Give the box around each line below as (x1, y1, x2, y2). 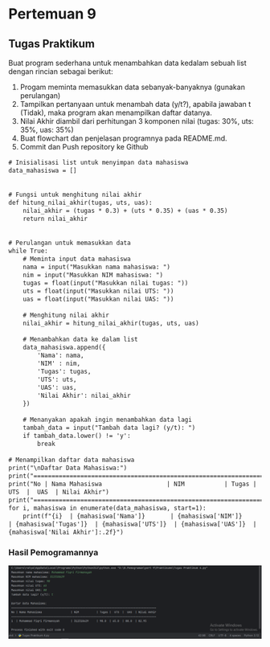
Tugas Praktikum (8, 37, 95, 51)
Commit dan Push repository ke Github (19, 142, 149, 151)
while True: (8, 247, 48, 255)
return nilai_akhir (22, 215, 88, 223)
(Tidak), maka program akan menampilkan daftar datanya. (19, 108, 213, 117)
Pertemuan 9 (8, 5, 96, 23)
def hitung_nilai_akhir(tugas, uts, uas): (8, 199, 153, 207)
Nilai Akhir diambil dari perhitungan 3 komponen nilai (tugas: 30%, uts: (19, 117, 255, 125)
